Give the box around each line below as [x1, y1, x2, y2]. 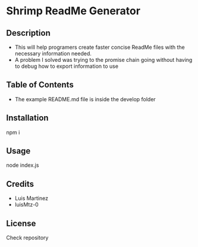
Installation [6, 113, 49, 123]
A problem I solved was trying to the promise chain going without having [14, 57, 193, 63]
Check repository [6, 234, 49, 242]
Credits [6, 179, 34, 189]
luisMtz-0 [14, 201, 39, 208]
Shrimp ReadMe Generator [6, 4, 141, 18]
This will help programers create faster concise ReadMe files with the [14, 43, 186, 51]
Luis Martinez [14, 195, 49, 202]
